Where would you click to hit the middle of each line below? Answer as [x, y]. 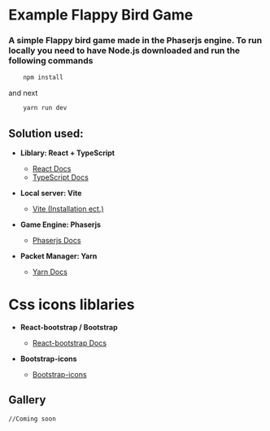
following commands [51, 61]
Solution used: [46, 133]
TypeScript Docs [61, 177]
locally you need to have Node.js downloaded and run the [124, 50]
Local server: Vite [51, 194]
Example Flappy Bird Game [101, 15]
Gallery [27, 400]
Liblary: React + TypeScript [67, 153]
